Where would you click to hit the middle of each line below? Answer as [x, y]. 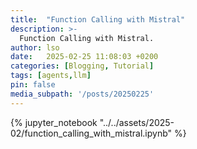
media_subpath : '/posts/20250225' [82, 94]
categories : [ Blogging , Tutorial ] [82, 66]
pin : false [33, 85]
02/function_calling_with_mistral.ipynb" [91, 133]
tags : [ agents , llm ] [51, 76]
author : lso [35, 47]
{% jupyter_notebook [54, 122]
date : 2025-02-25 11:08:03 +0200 [84, 57]
